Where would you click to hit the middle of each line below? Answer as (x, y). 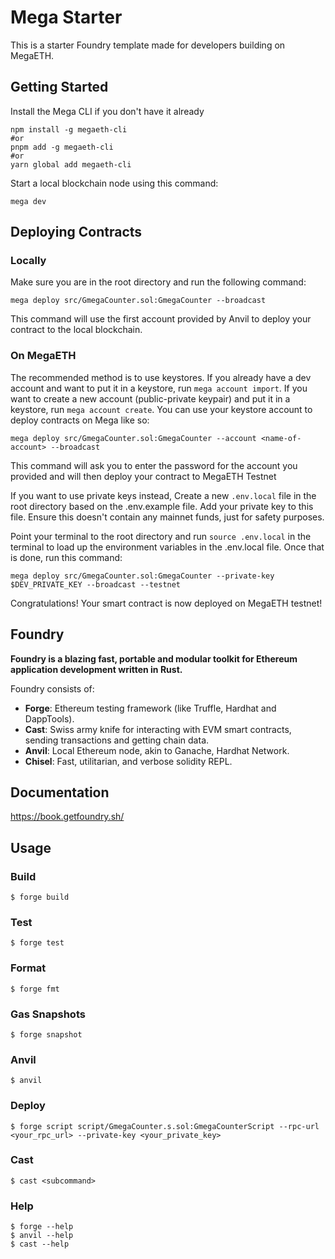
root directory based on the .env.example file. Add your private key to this (162, 506)
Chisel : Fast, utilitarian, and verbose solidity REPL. (128, 761)
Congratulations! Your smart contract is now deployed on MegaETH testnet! (166, 603)
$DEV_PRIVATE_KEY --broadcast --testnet (96, 584)
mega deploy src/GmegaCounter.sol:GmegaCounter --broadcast (138, 301)
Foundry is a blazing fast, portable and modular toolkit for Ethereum (154, 658)
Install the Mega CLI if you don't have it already (107, 111)
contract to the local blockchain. (76, 330)
